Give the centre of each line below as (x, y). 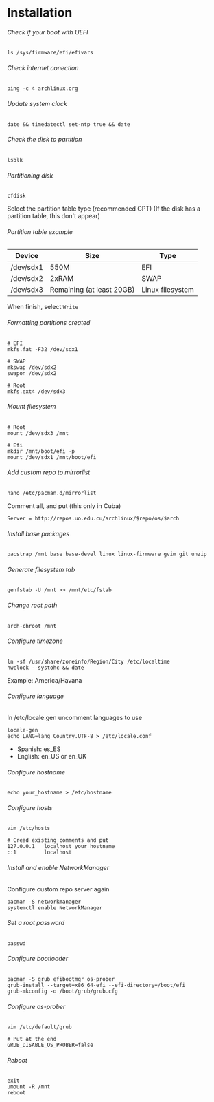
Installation (40, 13)
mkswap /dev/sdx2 (32, 367)
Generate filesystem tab (41, 569)
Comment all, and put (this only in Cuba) (64, 506)
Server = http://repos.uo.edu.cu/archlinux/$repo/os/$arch (93, 519)
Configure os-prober (36, 1006)
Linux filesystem (168, 290)
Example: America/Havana (45, 680)
